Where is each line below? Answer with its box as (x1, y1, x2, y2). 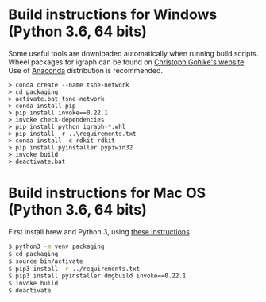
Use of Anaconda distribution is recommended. (8, 65, 164, 75)
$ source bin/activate (8, 257, 83, 265)
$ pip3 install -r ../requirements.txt (8, 265, 141, 273)
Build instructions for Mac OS (8, 184, 206, 202)
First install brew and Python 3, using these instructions (8, 226, 191, 236)
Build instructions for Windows (8, 6, 218, 24)
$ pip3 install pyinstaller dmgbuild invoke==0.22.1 (8, 272, 187, 280)
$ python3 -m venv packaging (8, 242, 105, 250)
